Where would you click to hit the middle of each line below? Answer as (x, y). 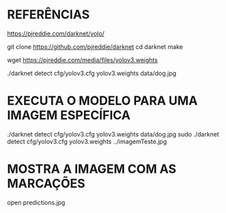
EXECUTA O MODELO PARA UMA (102, 101)
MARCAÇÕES (46, 184)
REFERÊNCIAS (48, 15)
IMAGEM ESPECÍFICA (69, 115)
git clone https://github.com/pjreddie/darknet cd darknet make (95, 46)
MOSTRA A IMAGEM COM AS (92, 169)
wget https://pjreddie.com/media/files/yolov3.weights (83, 60)
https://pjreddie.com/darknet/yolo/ (56, 33)
